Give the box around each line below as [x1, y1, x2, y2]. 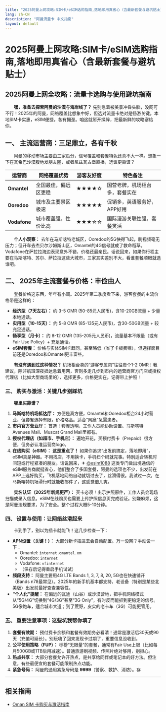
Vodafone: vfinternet [19, 560, 64, 566]
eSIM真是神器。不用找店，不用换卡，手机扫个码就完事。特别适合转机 [12, 454, 153, 460]
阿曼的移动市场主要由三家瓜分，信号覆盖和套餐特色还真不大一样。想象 [13, 153, 157, 159]
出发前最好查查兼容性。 [25, 585, 73, 591]
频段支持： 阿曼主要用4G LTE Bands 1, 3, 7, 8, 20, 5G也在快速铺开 [12, 573, 145, 579]
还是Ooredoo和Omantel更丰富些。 [16, 351, 86, 357]
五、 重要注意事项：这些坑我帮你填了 [5, 617, 92, 624]
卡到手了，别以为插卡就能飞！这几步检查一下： [13, 527, 109, 533]
